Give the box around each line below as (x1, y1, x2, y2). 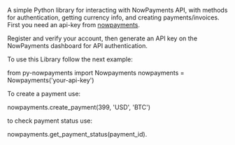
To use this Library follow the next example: (7, 55, 133, 63)
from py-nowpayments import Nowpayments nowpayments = (7, 69, 185, 77)
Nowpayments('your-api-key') (7, 76, 94, 84)
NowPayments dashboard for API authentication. (7, 42, 148, 49)
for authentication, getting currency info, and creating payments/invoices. (7, 13, 220, 22)
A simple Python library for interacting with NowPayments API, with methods (7, 6, 228, 14)
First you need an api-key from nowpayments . (7, 21, 141, 29)
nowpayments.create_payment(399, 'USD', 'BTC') (7, 103, 151, 111)
